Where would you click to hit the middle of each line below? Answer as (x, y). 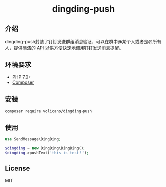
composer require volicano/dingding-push (49, 111)
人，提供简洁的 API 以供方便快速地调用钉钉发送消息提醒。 (64, 48)
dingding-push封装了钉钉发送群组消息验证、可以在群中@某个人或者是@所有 (83, 41)
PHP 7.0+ (22, 77)
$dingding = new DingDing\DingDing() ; (45, 148)
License (18, 168)
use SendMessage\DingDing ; (33, 139)
